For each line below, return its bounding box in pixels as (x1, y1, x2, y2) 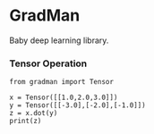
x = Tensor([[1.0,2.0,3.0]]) (9, 93, 118, 103)
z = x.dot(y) (9, 109, 58, 118)
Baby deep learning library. (9, 35, 109, 46)
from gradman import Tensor (9, 78, 115, 87)
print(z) (9, 117, 42, 126)
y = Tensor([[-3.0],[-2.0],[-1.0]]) (9, 101, 146, 110)
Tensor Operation (9, 57, 88, 70)
